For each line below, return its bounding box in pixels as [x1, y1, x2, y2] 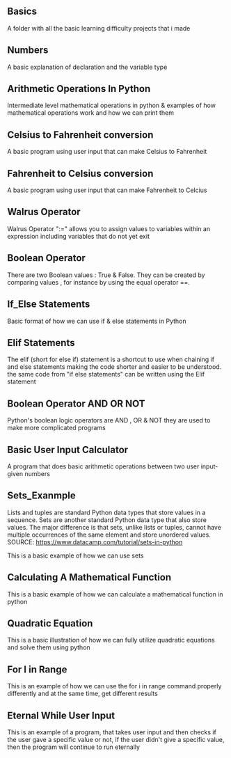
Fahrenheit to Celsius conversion [7, 167, 154, 180]
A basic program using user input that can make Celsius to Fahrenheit [7, 148, 207, 156]
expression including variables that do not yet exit [7, 232, 150, 240]
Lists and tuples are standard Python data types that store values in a [7, 508, 206, 516]
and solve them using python [7, 643, 90, 652]
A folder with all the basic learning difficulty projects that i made [7, 24, 191, 32]
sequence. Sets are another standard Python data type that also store [7, 515, 207, 524]
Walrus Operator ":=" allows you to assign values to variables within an [7, 224, 211, 232]
